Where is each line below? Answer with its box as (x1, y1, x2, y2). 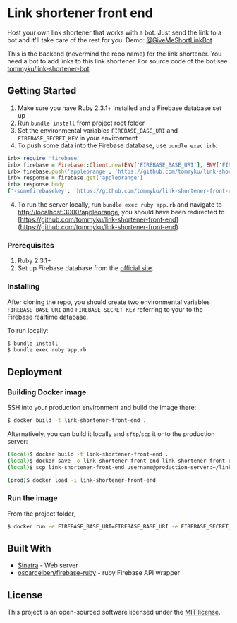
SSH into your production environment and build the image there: (7, 404, 197, 412)
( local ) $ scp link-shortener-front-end (7, 464, 125, 471)
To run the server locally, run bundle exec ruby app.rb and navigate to (17, 200, 222, 209)
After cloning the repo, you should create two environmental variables (7, 298, 210, 306)
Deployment (7, 365, 63, 378)
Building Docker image (7, 387, 87, 397)
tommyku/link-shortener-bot (7, 64, 90, 73)
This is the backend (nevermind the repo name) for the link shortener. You (7, 49, 222, 58)
